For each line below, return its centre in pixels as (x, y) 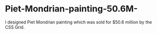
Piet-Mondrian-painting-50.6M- (71, 9)
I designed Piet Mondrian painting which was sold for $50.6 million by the (78, 22)
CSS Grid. (15, 27)
